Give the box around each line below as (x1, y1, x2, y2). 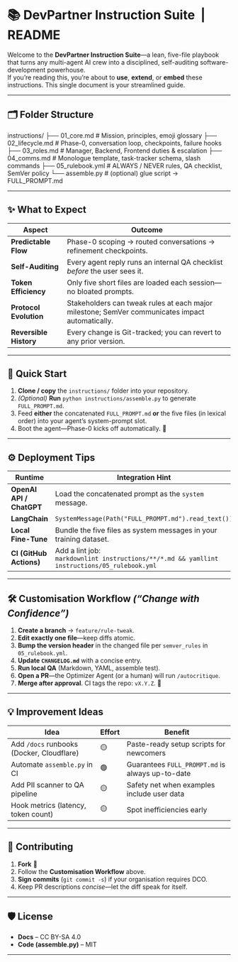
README (7, 27, 61, 43)
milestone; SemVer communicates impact (67, 307, 205, 317)
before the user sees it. (67, 266, 144, 275)
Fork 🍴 (17, 860, 38, 868)
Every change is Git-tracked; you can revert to (67, 327, 222, 337)
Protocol (11, 302, 40, 312)
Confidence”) (7, 607, 69, 619)
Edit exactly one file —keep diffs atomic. (17, 634, 136, 642)
